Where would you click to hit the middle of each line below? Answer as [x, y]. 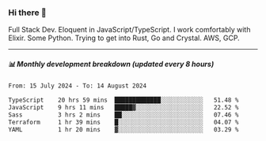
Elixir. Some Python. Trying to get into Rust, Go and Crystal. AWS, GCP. [124, 38]
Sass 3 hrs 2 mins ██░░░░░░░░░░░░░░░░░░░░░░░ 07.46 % [123, 115]
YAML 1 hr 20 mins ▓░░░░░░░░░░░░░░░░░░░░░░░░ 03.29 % [123, 129]
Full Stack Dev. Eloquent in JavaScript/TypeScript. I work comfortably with [129, 30]
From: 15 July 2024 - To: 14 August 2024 [78, 86]
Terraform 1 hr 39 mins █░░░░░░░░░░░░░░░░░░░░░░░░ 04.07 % [123, 122]
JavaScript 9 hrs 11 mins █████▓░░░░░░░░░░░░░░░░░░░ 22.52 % [123, 108]
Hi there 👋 [28, 13]
